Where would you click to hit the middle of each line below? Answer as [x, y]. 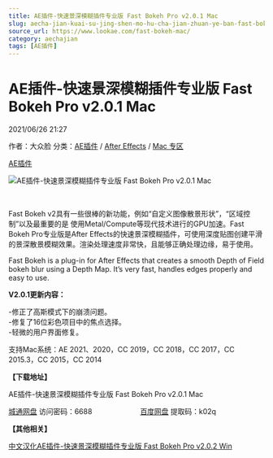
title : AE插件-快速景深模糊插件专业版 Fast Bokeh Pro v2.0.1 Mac [113, 16]
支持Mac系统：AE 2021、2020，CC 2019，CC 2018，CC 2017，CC [121, 350]
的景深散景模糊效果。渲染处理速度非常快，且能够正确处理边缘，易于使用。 [133, 244]
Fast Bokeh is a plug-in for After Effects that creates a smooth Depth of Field [136, 260]
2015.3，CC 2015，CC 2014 [55, 360]
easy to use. [29, 278]
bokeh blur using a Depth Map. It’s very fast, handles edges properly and [130, 269]
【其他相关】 [30, 429]
